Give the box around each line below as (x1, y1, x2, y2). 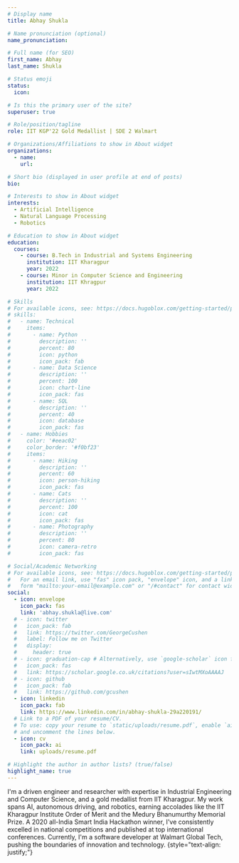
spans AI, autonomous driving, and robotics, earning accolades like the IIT (7, 802, 225, 811)
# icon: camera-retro (7, 543, 97, 550)
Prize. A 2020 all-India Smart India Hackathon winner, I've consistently (7, 817, 214, 826)
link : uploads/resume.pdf (20, 748, 97, 755)
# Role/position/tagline (7, 121, 81, 128)
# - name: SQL (7, 397, 69, 405)
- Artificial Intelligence (14, 206, 94, 214)
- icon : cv (14, 735, 46, 742)
